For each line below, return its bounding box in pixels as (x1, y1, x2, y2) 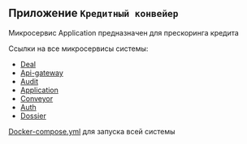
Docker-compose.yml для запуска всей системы (8, 126, 176, 136)
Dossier (19, 111, 46, 121)
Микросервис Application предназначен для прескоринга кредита (8, 28, 240, 37)
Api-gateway (19, 68, 63, 78)
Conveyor (19, 93, 54, 104)
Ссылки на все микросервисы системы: (8, 44, 149, 53)
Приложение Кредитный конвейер (8, 6, 179, 20)
